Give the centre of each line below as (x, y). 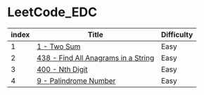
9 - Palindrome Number (76, 80)
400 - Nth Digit (62, 69)
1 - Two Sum (58, 46)
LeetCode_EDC (52, 12)
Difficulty (177, 34)
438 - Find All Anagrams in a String (95, 58)
